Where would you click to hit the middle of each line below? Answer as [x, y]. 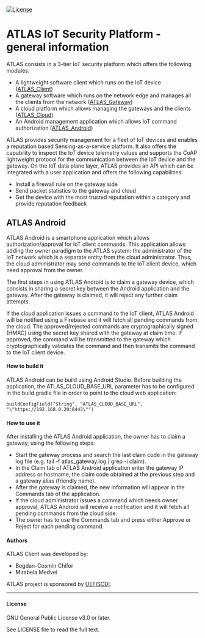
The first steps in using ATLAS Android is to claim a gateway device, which [100, 282]
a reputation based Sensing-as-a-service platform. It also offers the [92, 146]
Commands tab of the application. [58, 494]
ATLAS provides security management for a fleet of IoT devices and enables [102, 139]
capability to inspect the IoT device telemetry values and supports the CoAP [102, 152]
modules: [18, 70]
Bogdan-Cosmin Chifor [44, 566]
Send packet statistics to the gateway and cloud [75, 190]
